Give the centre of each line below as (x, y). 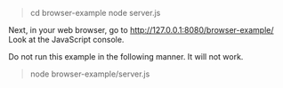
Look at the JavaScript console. (66, 40)
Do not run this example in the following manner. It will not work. (126, 56)
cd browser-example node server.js (95, 13)
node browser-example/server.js (90, 74)
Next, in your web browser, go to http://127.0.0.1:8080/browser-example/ (141, 30)
